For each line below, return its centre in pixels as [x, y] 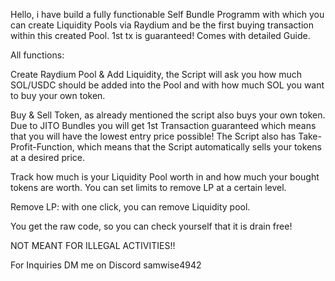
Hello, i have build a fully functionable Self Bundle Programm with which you [167, 14]
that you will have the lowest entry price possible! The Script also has [153, 136]
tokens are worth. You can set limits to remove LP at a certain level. [148, 187]
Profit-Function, [42, 147]
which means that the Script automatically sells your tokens [199, 147]
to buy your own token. [58, 95]
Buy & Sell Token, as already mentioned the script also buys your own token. [168, 115]
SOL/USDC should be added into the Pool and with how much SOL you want [167, 85]
